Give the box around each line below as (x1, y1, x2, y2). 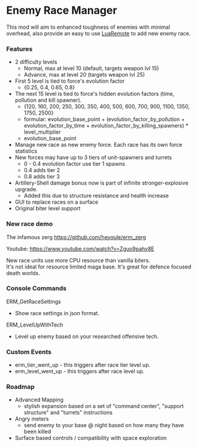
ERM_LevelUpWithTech (6, 321, 63, 328)
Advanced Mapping (14, 396, 64, 403)
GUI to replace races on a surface (14, 198, 99, 206)
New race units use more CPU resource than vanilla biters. (6, 256, 151, 264)
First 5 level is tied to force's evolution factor (14, 77, 125, 84)
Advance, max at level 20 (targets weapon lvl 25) (23, 71, 146, 78)
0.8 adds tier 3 (23, 173, 60, 180)
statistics (14, 147, 38, 155)
